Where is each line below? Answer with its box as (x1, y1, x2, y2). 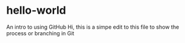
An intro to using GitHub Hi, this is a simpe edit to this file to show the (6, 23, 180, 30)
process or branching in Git (6, 29, 75, 36)
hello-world (6, 4, 67, 17)
